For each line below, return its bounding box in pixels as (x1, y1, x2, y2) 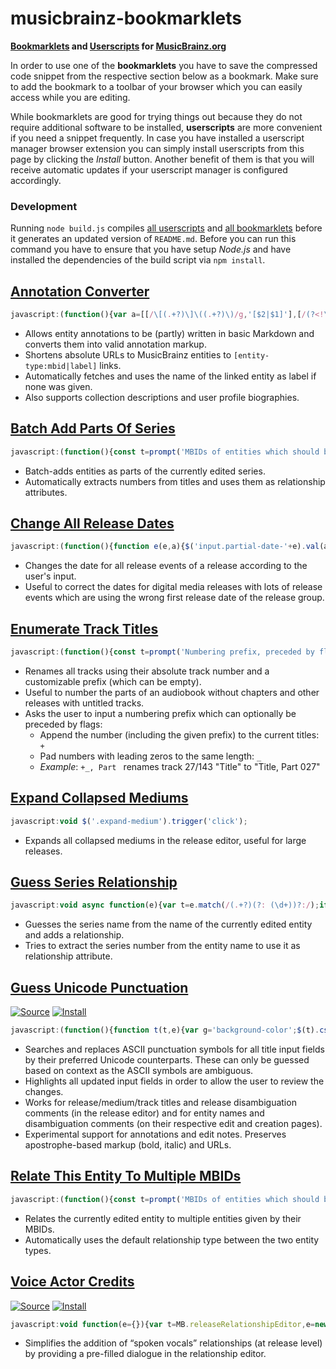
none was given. (24, 380, 93, 392)
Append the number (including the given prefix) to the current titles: (39, 728, 320, 741)
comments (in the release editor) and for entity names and (24, 1107, 265, 1119)
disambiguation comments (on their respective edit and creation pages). (24, 1118, 323, 1130)
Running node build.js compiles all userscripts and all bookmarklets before (10, 222, 323, 234)
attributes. (24, 486, 68, 498)
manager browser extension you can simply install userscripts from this (10, 142, 305, 154)
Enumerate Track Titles (10, 620, 159, 637)
